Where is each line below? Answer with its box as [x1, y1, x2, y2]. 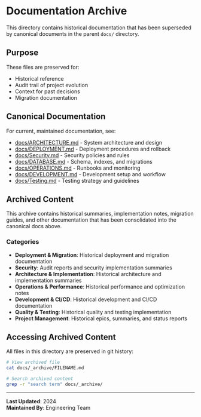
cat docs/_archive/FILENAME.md [6, 365, 84, 371]
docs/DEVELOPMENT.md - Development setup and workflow [14, 170, 166, 177]
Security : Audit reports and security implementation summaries [14, 264, 172, 271]
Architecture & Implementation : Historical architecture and [14, 270, 162, 277]
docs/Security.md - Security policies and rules [14, 151, 130, 159]
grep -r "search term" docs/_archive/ [6, 381, 103, 388]
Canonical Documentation [6, 112, 106, 122]
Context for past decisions [14, 88, 81, 95]
